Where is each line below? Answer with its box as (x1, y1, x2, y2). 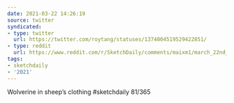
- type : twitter (7, 29, 54, 37)
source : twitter (7, 17, 54, 24)
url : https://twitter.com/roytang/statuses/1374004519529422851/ (13, 36, 208, 43)
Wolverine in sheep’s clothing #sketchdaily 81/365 (7, 88, 151, 96)
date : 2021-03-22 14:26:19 (7, 10, 86, 17)
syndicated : (7, 23, 42, 30)
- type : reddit (7, 42, 52, 49)
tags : (7, 56, 23, 63)
